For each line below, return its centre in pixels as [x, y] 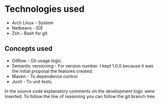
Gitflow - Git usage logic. [37, 61]
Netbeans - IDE [27, 28]
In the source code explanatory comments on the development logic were [80, 91]
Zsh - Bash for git [30, 33]
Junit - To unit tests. [32, 81]
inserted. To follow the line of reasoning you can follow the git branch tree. [80, 96]
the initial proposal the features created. [52, 71]
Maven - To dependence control [44, 76]
